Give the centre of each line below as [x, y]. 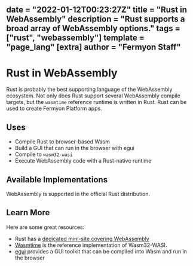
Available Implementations [57, 180]
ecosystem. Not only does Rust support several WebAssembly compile [94, 96]
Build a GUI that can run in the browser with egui [74, 148]
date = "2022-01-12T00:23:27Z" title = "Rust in [96, 10]
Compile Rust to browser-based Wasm [62, 142]
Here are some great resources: [45, 227]
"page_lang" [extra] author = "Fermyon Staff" [94, 47]
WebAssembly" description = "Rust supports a [96, 19]
